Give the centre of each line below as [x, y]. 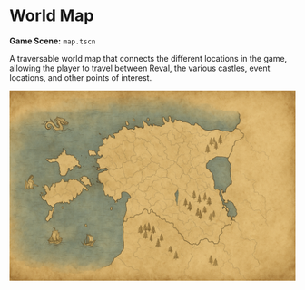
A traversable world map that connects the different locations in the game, [148, 58]
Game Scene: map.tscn [53, 41]
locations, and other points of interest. [81, 77]
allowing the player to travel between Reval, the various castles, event [140, 68]
